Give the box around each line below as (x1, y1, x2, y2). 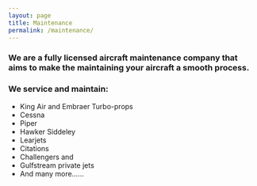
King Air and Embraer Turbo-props (19, 101, 133, 111)
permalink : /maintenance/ (8, 26, 94, 34)
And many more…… (19, 169, 85, 178)
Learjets (19, 135, 47, 145)
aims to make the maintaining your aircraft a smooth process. (8, 63, 250, 74)
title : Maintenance (8, 19, 73, 27)
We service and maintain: (8, 84, 109, 95)
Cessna (19, 110, 45, 120)
